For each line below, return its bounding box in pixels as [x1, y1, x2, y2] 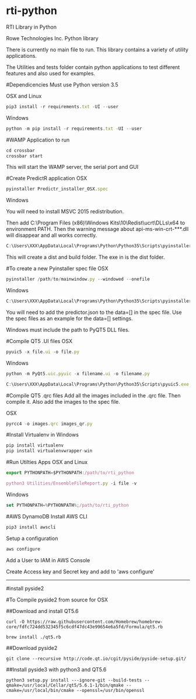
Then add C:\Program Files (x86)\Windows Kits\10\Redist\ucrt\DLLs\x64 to [6, 219, 185, 226]
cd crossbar [6, 147, 35, 153]
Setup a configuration [6, 535, 58, 542]
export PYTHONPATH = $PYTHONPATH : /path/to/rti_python [6, 470, 134, 476]
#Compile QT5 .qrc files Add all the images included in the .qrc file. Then [6, 392, 181, 399]
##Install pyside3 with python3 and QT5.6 [6, 666, 107, 673]
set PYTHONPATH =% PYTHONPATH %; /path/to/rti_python [6, 502, 129, 508]
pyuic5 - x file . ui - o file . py [6, 349, 80, 355]
